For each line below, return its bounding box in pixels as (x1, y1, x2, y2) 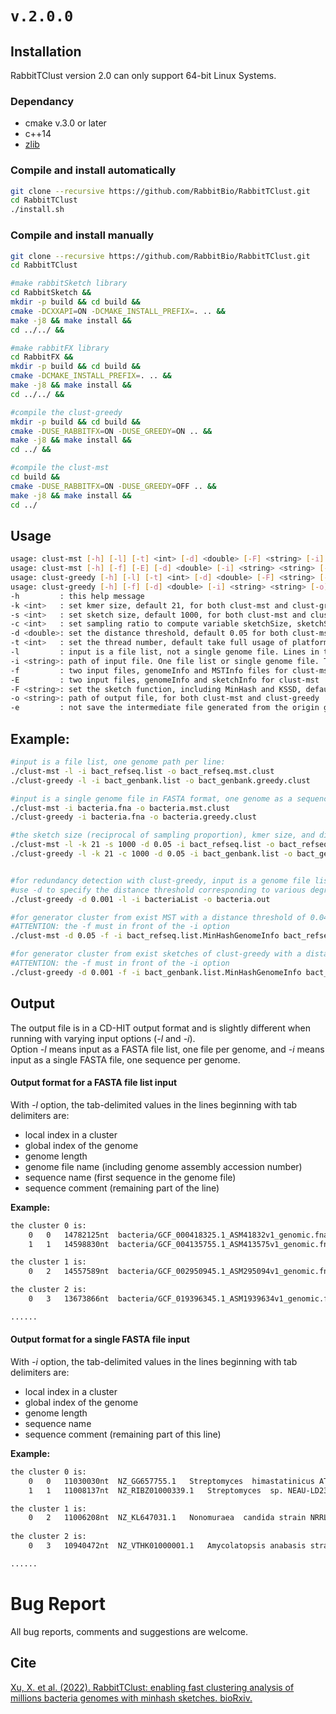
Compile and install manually (10, 228, 154, 242)
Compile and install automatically (10, 163, 177, 177)
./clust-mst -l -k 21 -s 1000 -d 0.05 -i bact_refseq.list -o (10, 840, 275, 850)
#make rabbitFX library (10, 343, 110, 353)
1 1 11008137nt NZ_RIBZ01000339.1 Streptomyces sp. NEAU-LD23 (28, 1485, 329, 1496)
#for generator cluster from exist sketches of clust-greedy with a (10, 949, 302, 959)
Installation (10, 43, 82, 60)
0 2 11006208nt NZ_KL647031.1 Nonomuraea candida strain (28, 1513, 307, 1523)
